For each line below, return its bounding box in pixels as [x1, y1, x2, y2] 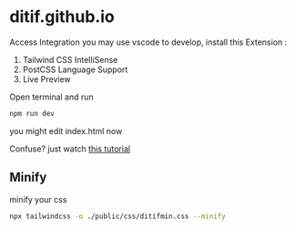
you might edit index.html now [9, 125, 123, 136]
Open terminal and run [9, 91, 94, 102]
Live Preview [22, 73, 71, 84]
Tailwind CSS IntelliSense [22, 54, 118, 65]
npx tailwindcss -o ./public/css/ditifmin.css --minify [9, 212, 226, 221]
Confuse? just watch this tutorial [9, 143, 130, 154]
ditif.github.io [9, 6, 116, 27]
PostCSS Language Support [22, 64, 128, 75]
